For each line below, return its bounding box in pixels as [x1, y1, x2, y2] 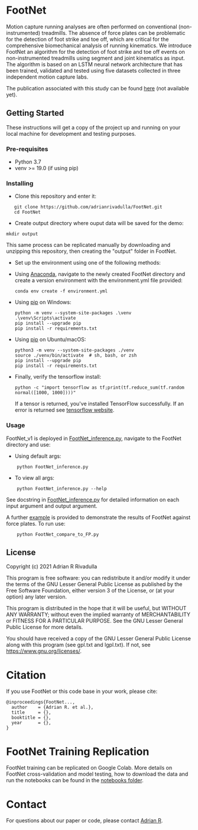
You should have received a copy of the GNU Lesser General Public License [6, 635, 191, 642]
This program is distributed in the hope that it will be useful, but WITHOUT [6, 605, 187, 612]
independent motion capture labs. [6, 73, 89, 80]
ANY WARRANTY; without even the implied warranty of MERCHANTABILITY [6, 611, 191, 618]
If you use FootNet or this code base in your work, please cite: [6, 688, 158, 695]
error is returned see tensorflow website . [14, 406, 115, 414]
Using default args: [14, 453, 61, 460]
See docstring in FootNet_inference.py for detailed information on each [6, 496, 180, 503]
